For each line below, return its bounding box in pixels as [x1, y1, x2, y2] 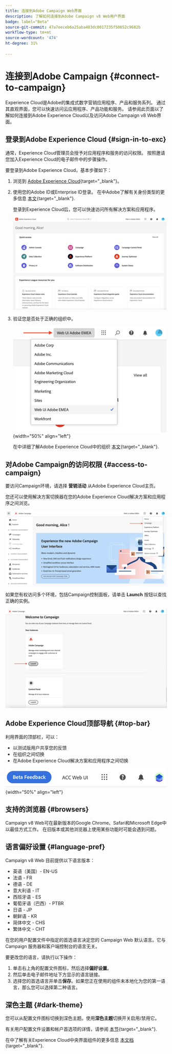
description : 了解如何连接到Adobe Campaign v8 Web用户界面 [5, 13, 125, 19]
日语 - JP [12, 906, 32, 913]
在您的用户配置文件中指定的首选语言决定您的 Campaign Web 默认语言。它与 [5, 936, 166, 943]
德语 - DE [12, 881, 33, 887]
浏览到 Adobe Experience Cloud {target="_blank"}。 [12, 178, 122, 184]
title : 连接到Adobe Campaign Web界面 [5, 8, 82, 13]
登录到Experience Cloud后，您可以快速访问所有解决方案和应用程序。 [12, 206, 158, 212]
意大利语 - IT [12, 887, 40, 893]
